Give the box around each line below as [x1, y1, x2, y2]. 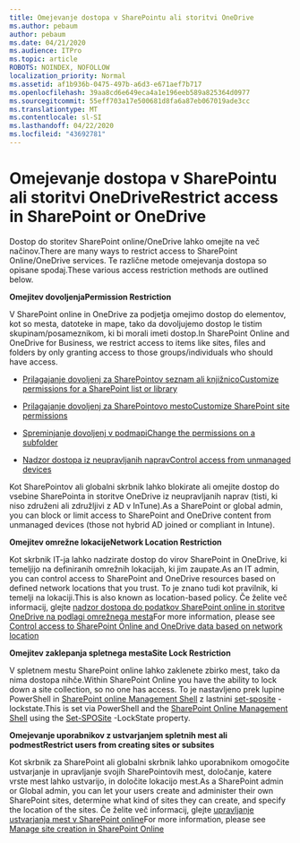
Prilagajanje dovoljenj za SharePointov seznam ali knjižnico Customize [21, 374, 279, 384]
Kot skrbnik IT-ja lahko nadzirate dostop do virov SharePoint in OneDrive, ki [9, 554, 287, 564]
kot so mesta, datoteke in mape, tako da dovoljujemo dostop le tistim [9, 318, 262, 329]
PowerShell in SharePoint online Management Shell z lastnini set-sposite [9, 693, 276, 704]
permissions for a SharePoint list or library [21, 383, 177, 394]
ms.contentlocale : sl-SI [9, 113, 102, 122]
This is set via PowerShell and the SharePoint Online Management [44, 702, 288, 713]
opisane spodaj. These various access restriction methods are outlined [9, 264, 269, 275]
